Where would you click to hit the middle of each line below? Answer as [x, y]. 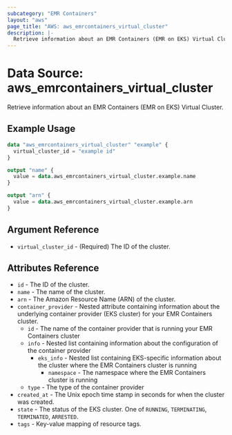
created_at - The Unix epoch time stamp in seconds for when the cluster [121, 395]
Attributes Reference [53, 268]
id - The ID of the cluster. [53, 284]
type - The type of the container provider [86, 387]
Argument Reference [53, 230]
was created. [36, 402]
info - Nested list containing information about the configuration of [123, 343]
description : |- [30, 33]
